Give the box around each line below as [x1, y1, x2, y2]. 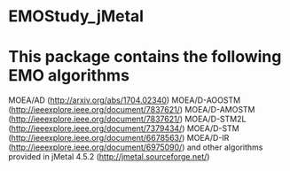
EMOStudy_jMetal [8, 6, 144, 27]
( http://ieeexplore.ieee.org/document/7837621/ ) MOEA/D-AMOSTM [8, 105, 255, 115]
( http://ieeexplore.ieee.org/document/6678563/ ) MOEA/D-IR [8, 133, 230, 144]
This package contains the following [8, 47, 282, 67]
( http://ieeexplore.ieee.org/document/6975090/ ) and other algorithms [8, 142, 263, 152]
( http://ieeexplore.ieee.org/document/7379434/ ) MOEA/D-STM [8, 123, 240, 134]
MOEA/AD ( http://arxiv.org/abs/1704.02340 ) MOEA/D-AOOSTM [8, 95, 241, 105]
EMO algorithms [8, 66, 130, 86]
